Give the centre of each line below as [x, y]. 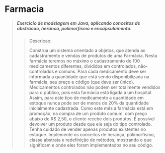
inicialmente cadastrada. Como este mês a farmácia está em [91, 108]
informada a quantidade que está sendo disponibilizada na [89, 77]
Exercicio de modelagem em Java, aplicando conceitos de [78, 23]
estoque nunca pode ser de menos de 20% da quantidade [89, 103]
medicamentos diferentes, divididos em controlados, [83, 66]
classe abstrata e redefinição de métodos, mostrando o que [90, 140]
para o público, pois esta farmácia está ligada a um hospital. [91, 93]
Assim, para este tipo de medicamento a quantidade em [86, 98]
